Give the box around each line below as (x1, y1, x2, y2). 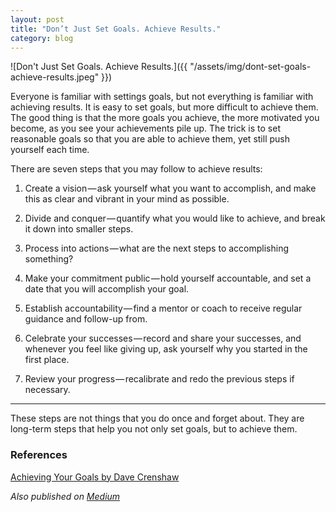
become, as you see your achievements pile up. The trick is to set (10, 122, 281, 135)
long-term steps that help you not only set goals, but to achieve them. (10, 423, 298, 435)
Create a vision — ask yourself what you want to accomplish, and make (24, 182, 317, 195)
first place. (24, 354, 70, 366)
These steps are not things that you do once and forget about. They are (10, 412, 305, 425)
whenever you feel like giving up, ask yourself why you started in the (24, 343, 308, 355)
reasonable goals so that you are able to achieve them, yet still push (10, 133, 290, 145)
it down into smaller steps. (24, 223, 134, 235)
